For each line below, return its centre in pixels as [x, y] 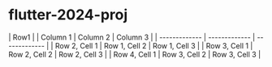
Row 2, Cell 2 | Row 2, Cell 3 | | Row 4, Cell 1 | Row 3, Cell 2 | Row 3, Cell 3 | [135, 54]
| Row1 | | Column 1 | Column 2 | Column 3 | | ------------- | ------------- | [132, 37]
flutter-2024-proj [68, 15]
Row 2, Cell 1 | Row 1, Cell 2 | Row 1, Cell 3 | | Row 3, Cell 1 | [154, 45]
